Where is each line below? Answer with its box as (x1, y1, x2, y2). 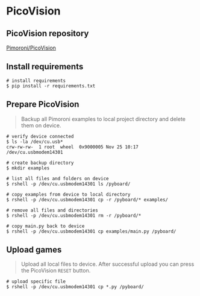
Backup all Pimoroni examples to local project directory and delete (20, 115, 186, 122)
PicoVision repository (6, 28, 89, 39)
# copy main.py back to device (6, 223, 85, 229)
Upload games (6, 245, 62, 255)
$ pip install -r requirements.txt (6, 83, 96, 89)
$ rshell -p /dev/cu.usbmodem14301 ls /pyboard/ (6, 181, 131, 187)
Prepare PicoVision (6, 99, 80, 110)
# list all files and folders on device (6, 175, 110, 181)
